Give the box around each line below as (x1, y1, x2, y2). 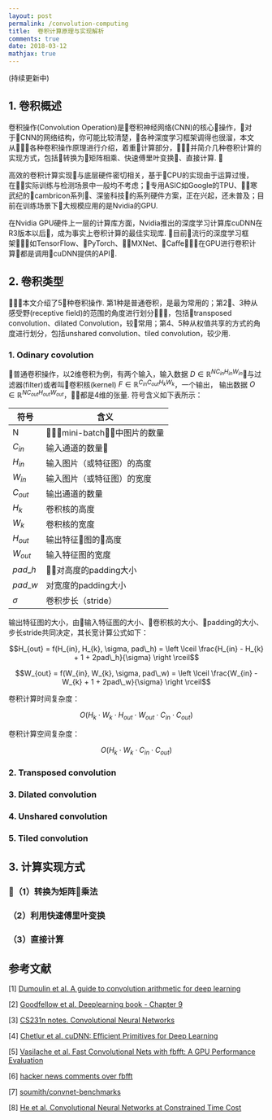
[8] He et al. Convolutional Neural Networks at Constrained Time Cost (8, 1103, 242, 1113)
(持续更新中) (8, 73, 50, 82)
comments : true (8, 34, 60, 43)
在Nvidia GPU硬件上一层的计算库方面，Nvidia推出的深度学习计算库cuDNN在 (8, 217, 263, 228)
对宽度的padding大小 (45, 580, 127, 591)
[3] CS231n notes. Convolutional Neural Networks (8, 1015, 175, 1026)
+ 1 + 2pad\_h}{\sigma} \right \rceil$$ (73, 652, 200, 662)
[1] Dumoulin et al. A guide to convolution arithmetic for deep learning (8, 984, 241, 994)
